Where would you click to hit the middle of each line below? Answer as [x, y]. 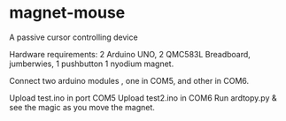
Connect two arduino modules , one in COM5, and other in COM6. [129, 80]
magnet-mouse [67, 13]
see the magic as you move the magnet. [82, 107]
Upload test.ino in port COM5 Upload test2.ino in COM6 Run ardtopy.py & [143, 98]
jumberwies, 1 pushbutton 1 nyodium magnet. [92, 64]
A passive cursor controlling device [74, 37]
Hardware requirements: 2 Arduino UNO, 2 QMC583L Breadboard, [130, 54]
